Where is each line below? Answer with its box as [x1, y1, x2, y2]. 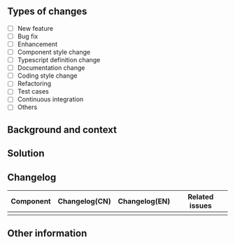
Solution [7, 148, 45, 159]
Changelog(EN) [117, 196, 171, 206]
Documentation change [17, 64, 85, 72]
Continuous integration [17, 95, 84, 103]
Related [187, 192, 214, 202]
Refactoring [17, 80, 52, 88]
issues [189, 201, 212, 210]
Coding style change [17, 71, 78, 80]
